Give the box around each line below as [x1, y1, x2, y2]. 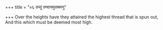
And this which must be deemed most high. [5, 19, 93, 25]
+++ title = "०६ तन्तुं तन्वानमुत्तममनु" [5, 4, 67, 10]
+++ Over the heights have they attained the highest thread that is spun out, [5, 14, 159, 20]
